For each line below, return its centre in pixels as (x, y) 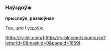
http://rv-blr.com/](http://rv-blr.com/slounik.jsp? (56, 38)
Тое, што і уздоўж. (25, 28)
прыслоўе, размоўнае (30, 18)
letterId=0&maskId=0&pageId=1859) (43, 43)
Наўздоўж (18, 7)
